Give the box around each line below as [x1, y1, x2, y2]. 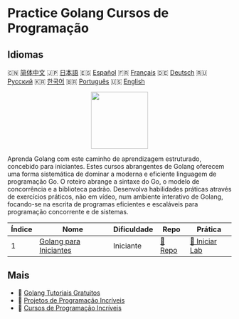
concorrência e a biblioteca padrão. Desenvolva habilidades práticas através [7, 185, 232, 193]
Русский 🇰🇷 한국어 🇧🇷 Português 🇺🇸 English [7, 77, 146, 85]
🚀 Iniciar [189, 236, 217, 246]
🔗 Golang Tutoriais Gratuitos [17, 288, 101, 297]
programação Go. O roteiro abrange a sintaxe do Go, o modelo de [7, 177, 200, 186]
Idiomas [7, 48, 44, 61]
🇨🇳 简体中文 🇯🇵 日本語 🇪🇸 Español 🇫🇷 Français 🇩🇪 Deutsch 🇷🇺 [7, 68, 208, 76]
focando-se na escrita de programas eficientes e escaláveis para [7, 200, 198, 208]
